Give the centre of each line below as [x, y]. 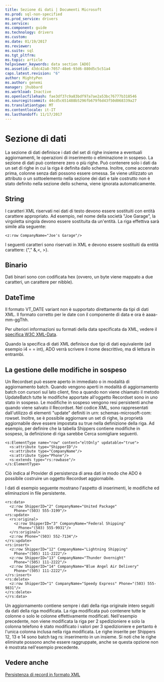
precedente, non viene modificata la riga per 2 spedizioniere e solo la [75, 621]
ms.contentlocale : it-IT [30, 110]
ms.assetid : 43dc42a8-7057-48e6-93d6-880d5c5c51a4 [58, 69]
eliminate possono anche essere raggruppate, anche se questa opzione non [82, 642]
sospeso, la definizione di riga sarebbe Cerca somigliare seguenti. [72, 433]
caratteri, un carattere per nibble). [39, 282]
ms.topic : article [24, 60]
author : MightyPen [24, 78]
